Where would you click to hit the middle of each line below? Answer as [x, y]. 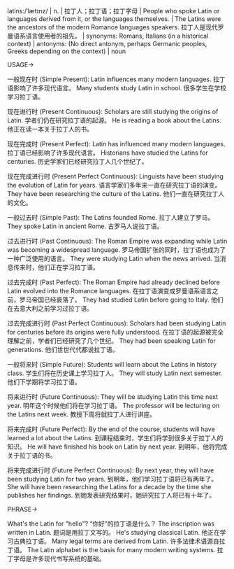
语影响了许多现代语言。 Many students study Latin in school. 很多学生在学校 [117, 88]
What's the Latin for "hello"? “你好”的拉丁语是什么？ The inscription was [111, 524]
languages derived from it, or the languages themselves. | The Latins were [114, 19]
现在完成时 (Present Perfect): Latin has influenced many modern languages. [116, 144]
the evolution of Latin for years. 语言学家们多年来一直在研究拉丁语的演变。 [114, 185]
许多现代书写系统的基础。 [68, 559]
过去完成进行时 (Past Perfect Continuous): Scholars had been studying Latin [117, 323]
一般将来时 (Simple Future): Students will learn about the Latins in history [112, 364]
